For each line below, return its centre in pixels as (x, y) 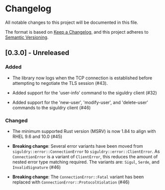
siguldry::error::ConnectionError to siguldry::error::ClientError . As (86, 151)
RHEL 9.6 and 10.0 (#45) (37, 136)
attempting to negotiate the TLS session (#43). (60, 83)
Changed (17, 121)
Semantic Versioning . (27, 37)
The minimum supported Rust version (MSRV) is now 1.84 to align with (84, 131)
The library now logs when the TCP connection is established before (82, 78)
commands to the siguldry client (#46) (51, 108)
